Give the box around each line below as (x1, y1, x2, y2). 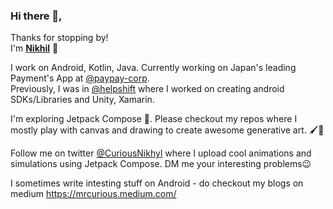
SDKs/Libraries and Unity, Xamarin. (10, 94, 155, 106)
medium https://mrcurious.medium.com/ (10, 188, 177, 200)
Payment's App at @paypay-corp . (10, 72, 150, 84)
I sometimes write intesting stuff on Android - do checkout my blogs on (10, 177, 304, 189)
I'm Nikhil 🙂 (10, 42, 59, 54)
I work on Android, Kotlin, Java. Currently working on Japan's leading (10, 62, 297, 74)
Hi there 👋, (10, 9, 63, 23)
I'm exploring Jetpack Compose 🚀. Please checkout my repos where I (10, 113, 298, 125)
